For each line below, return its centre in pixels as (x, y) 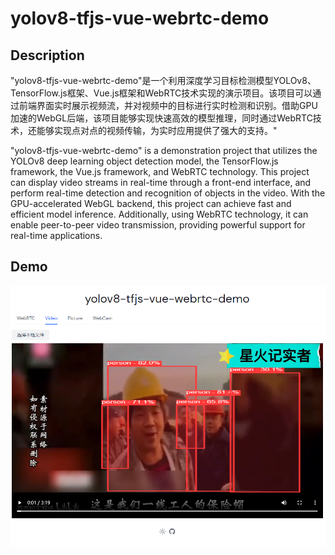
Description (47, 55)
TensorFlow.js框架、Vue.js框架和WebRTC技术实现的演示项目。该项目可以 (161, 93)
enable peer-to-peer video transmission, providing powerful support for (158, 225)
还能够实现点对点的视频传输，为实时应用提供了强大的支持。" (152, 130)
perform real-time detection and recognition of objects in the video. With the (168, 193)
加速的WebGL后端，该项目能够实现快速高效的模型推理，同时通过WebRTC (161, 118)
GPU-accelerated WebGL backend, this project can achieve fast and (151, 203)
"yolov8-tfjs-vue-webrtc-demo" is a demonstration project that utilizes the (164, 150)
